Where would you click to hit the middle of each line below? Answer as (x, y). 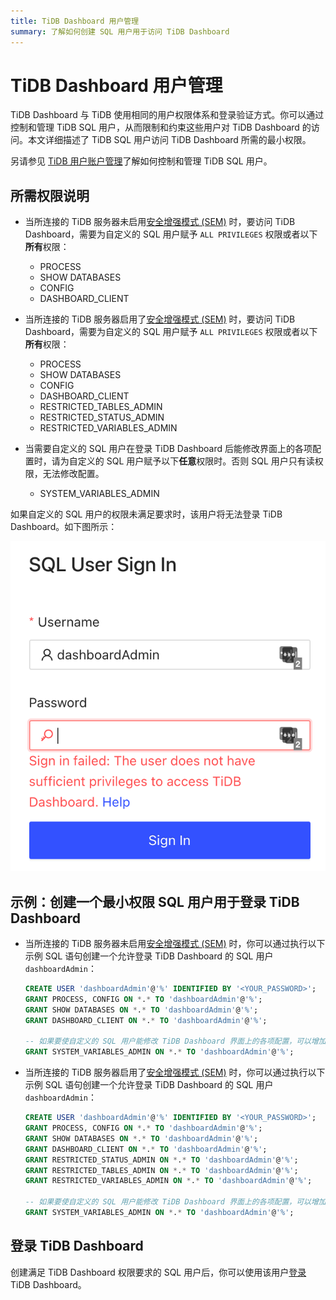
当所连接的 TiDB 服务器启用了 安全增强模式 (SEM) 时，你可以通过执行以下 (175, 1072)
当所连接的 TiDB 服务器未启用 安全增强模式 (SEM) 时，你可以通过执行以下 (175, 944)
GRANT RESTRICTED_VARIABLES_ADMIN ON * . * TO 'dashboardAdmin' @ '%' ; (168, 1181)
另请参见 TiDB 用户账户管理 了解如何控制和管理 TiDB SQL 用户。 (141, 161)
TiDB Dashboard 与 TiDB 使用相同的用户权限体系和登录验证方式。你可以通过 (167, 115)
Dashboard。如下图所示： (64, 527)
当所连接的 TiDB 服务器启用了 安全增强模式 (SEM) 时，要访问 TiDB (160, 319)
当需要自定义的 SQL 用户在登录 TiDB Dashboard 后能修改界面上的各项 (168, 449)
